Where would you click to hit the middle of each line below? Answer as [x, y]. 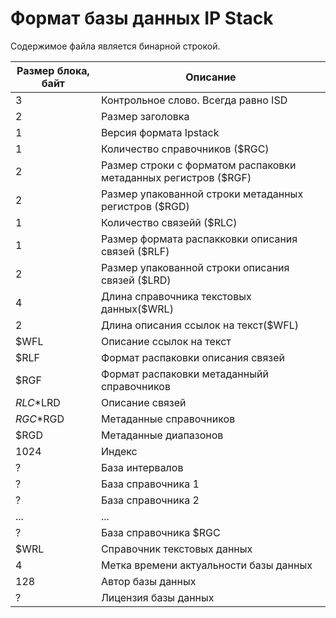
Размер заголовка [145, 116]
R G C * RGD [40, 419]
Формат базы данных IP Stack [142, 18]
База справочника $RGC [160, 532]
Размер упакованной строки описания [195, 267]
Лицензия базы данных [157, 597]
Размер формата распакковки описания [199, 239]
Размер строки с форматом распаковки [198, 165]
